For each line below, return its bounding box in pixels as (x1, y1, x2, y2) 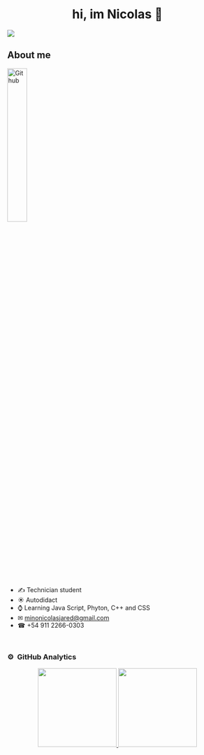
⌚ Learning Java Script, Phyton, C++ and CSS (17, 603, 150, 612)
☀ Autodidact (17, 596, 58, 604)
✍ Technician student (17, 585, 82, 594)
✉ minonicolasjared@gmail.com (17, 613, 110, 621)
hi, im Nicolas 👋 (72, 6, 163, 22)
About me (7, 49, 51, 62)
